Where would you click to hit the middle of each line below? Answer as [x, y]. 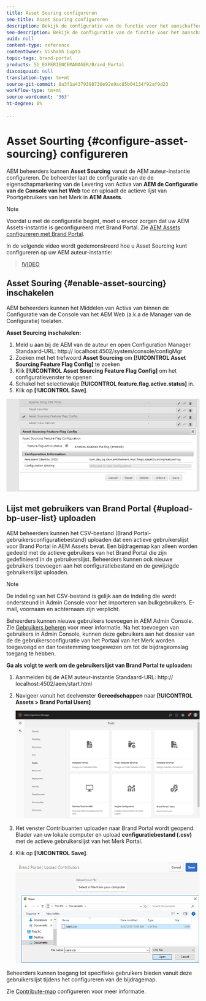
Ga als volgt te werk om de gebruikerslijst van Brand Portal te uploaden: [100, 665]
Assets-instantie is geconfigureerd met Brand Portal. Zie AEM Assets [93, 227]
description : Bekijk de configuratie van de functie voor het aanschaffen [104, 26]
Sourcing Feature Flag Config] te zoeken [67, 364]
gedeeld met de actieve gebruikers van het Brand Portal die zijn [87, 552]
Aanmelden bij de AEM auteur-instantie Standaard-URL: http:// [94, 677]
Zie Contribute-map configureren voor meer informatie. [76, 991]
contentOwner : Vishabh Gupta [44, 52]
